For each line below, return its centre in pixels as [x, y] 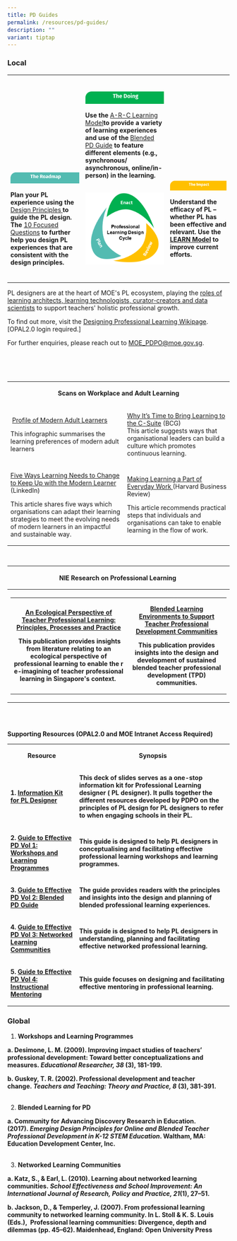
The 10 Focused [34, 225]
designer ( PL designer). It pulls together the [146, 793]
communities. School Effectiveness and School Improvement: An [105, 1186]
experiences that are [41, 247]
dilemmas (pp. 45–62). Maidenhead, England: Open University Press [110, 1230]
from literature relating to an [68, 649]
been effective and [198, 224]
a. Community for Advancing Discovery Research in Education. [102, 1121]
